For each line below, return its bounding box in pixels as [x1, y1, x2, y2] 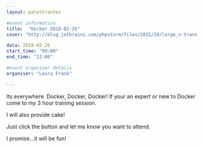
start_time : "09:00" [6, 48, 59, 54]
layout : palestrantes [6, 9, 62, 15]
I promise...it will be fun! [6, 135, 66, 142]
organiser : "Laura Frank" [6, 70, 72, 76]
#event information [6, 20, 56, 26]
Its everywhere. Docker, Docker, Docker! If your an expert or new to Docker [6, 92, 196, 100]
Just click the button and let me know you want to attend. [6, 123, 151, 130]
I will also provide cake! [6, 111, 65, 118]
